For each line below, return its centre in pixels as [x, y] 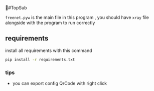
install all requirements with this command [49, 50]
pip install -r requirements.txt [40, 59]
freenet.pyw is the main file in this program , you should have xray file [77, 17]
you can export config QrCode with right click [59, 83]
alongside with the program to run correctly [50, 23]
